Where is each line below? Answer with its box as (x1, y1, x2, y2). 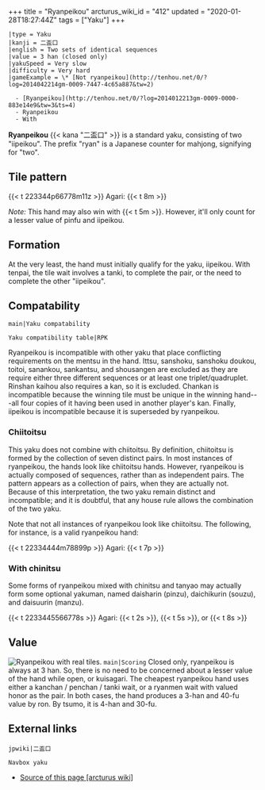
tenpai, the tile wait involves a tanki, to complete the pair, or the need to (8, 267, 242, 277)
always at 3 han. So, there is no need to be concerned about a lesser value (8, 665, 253, 675)
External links (8, 722, 78, 736)
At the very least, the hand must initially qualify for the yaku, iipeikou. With (8, 259, 251, 269)
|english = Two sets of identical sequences (8, 46, 158, 54)
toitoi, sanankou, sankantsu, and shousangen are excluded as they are (8, 365, 238, 374)
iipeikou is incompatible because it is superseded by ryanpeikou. (8, 407, 220, 416)
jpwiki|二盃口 (8, 745, 52, 753)
